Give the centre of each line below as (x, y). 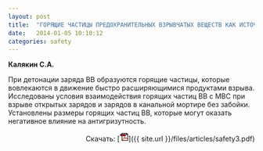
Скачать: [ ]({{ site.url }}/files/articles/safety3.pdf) (170, 139)
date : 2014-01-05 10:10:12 (56, 33)
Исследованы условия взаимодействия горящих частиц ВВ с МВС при (126, 96)
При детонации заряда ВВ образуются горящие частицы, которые (119, 80)
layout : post (29, 16)
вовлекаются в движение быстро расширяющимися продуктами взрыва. (131, 88)
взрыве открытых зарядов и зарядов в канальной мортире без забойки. (129, 105)
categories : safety (40, 41)
